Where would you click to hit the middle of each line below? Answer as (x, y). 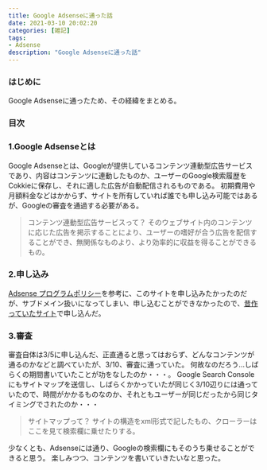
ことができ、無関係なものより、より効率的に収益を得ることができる (145, 242)
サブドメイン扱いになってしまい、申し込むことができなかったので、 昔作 (140, 303)
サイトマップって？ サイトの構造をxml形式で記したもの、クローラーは (142, 421)
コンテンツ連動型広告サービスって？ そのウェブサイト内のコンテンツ (140, 222)
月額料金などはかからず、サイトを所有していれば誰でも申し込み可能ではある (133, 195)
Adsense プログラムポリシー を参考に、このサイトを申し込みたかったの (124, 293)
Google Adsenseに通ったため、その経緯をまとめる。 (95, 101)
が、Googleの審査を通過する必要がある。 (76, 205)
